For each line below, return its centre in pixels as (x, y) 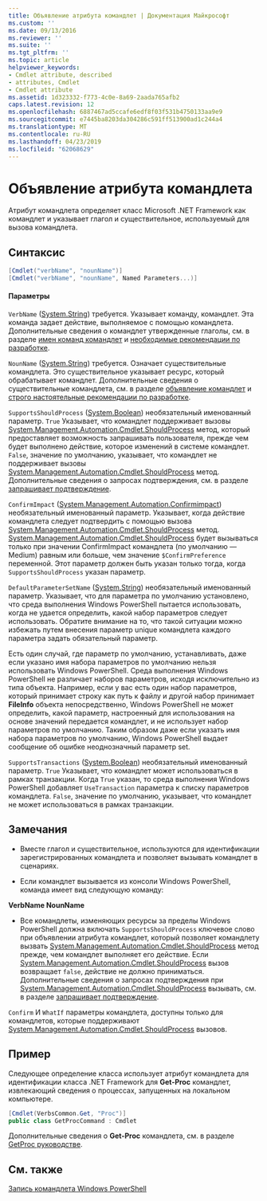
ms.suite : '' (30, 45)
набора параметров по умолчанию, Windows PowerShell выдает (118, 739)
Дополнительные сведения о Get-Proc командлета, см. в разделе (122, 1136)
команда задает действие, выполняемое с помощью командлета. (121, 323)
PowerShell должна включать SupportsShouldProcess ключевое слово (137, 928)
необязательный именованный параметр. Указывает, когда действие (127, 513)
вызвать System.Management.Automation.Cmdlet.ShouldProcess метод (139, 946)
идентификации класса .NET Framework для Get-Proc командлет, (120, 1081)
